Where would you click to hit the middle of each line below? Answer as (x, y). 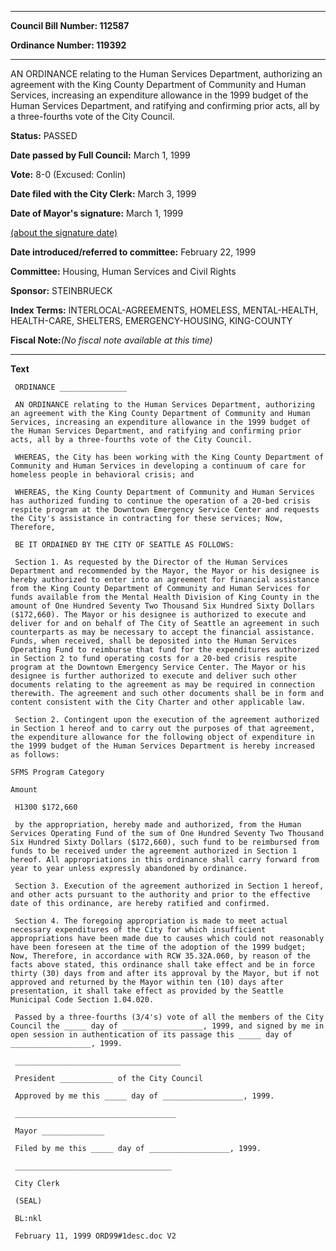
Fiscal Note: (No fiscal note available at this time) (111, 340)
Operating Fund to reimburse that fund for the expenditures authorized (165, 650)
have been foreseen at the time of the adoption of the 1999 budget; (158, 947)
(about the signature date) (64, 232)
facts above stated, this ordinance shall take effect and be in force (162, 965)
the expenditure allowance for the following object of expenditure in (162, 737)
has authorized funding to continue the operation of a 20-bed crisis (160, 501)
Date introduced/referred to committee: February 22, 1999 (133, 252)
